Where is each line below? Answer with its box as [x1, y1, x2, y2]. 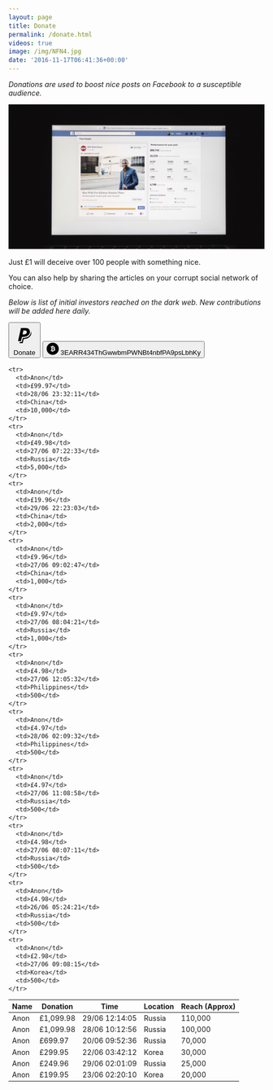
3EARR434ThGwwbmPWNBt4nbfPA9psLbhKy [60, 349, 201, 358]
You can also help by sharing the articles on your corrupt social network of [8, 273, 258, 283]
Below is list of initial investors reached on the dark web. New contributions [8, 297, 262, 307]
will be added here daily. [8, 305, 91, 315]
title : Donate [8, 21, 57, 30]
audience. [8, 88, 42, 98]
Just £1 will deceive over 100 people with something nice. [8, 257, 201, 266]
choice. [8, 281, 34, 291]
